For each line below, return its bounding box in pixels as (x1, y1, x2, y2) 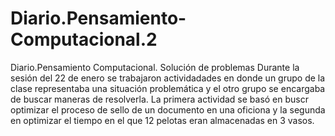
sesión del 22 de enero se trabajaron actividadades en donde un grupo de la (10, 72, 326, 84)
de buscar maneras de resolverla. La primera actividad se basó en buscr (10, 93, 309, 105)
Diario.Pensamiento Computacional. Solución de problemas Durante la (10, 61, 300, 73)
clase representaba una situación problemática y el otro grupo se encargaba (10, 82, 326, 94)
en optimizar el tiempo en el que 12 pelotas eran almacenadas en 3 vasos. (10, 114, 315, 126)
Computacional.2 (10, 28, 158, 51)
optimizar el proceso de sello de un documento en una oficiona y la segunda (10, 103, 326, 116)
